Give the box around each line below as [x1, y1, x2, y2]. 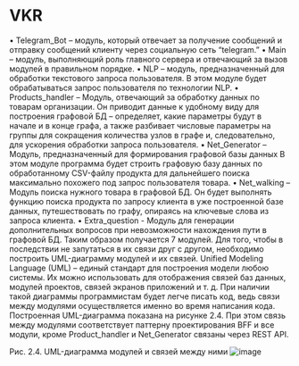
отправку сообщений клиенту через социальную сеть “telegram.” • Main [9, 44, 287, 54]
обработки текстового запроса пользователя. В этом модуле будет [9, 72, 268, 83]
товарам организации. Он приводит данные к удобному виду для [9, 101, 260, 112]
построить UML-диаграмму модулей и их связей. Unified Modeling [9, 253, 264, 263]
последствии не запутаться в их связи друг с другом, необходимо [9, 243, 265, 254]
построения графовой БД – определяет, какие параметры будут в [9, 111, 262, 121]
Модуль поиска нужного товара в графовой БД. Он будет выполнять [9, 187, 272, 197]
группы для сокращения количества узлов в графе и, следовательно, [9, 129, 275, 140]
